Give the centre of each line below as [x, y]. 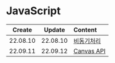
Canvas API [89, 51]
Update [55, 30]
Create [23, 30]
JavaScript [33, 11]
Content [85, 30]
